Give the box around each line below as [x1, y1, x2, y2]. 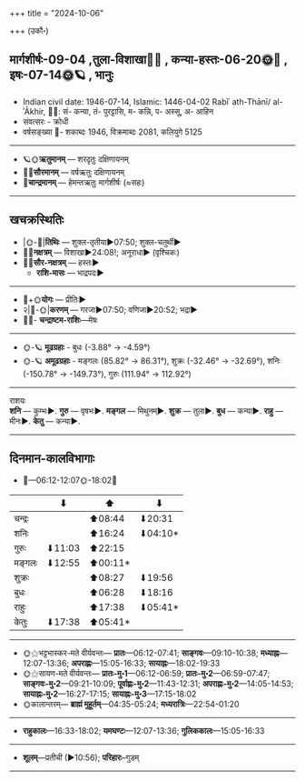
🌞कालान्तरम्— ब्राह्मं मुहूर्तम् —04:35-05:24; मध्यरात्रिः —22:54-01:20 [22, 699, 240, 710]
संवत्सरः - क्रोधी [22, 115, 69, 126]
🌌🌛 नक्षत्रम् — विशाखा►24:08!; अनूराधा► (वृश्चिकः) [22, 246, 180, 257]
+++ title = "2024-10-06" [9, 8, 104, 18]
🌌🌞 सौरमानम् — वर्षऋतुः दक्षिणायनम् [22, 166, 125, 177]
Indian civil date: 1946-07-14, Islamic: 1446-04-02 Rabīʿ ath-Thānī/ [22, 95, 271, 107]
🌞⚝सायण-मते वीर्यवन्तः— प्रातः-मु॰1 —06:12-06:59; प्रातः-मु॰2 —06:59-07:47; [22, 668, 271, 679]
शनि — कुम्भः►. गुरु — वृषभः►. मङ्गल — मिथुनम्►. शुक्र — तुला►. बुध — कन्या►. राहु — [9, 405, 284, 416]
